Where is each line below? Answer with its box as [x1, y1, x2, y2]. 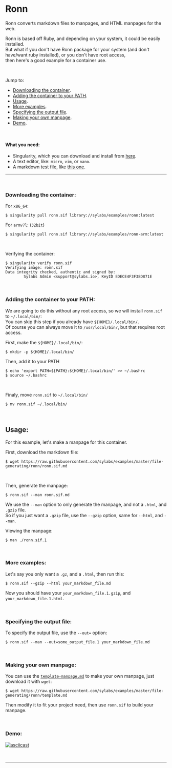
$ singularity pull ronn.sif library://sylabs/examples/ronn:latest [5, 213, 155, 218]
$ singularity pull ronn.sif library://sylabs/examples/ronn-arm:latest [5, 232, 164, 237]
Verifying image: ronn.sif [5, 265, 63, 270]
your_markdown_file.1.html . [5, 595, 64, 601]
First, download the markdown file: [5, 449, 79, 455]
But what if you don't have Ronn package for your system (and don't [5, 46, 149, 52]
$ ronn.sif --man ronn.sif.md [5, 492, 70, 498]
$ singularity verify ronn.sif [5, 261, 72, 266]
